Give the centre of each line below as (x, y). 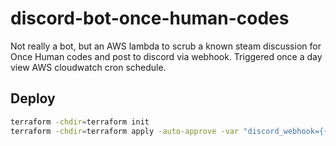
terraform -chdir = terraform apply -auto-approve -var (125, 131)
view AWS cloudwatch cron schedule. (88, 67)
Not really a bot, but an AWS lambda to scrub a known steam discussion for (166, 46)
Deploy (33, 98)
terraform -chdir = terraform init (80, 122)
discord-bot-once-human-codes (150, 18)
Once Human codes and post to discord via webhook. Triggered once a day (166, 56)
